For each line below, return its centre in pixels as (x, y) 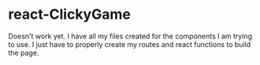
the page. (24, 52)
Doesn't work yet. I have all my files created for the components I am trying (130, 36)
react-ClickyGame (70, 14)
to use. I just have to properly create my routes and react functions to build (130, 44)
